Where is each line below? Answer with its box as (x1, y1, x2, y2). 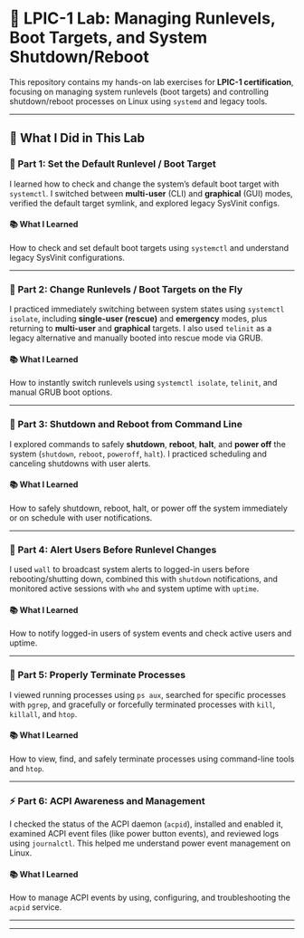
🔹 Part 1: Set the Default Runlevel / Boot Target (9, 158, 216, 170)
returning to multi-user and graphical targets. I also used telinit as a (9, 323, 272, 334)
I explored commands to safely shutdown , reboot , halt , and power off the (9, 438, 287, 449)
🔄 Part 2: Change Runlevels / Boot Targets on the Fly (9, 282, 243, 295)
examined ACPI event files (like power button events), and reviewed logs (9, 828, 280, 839)
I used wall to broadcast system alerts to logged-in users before (9, 564, 251, 575)
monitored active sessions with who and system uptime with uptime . (9, 583, 260, 594)
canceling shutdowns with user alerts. (9, 457, 151, 469)
